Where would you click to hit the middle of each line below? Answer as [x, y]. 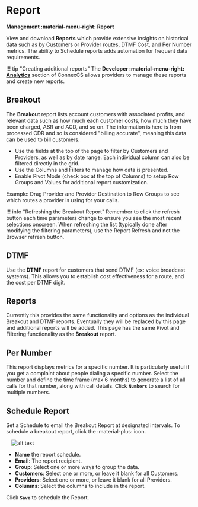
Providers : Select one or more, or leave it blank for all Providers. [93, 480]
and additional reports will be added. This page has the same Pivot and [93, 328]
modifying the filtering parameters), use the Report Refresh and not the [93, 230]
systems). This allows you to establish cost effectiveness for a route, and [95, 276]
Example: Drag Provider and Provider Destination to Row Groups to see [93, 194]
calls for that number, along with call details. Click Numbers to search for [93, 386]
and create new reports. [36, 81]
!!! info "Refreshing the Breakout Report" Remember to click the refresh [93, 212]
